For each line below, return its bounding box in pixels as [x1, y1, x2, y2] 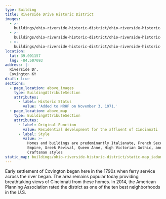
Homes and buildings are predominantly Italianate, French [27, 141, 152, 146]
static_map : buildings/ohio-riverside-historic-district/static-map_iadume [5, 154, 165, 159]
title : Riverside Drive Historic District [5, 12, 94, 17]
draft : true [5, 76, 30, 81]
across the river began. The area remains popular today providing [5, 173, 139, 179]
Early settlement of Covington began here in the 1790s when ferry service [5, 168, 156, 174]
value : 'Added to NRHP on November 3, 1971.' [23, 104, 119, 109]
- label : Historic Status [18, 99, 72, 104]
